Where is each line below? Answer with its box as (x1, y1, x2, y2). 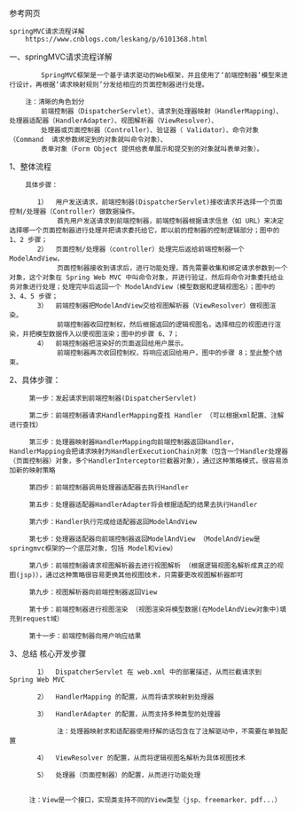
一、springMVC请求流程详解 (9, 51, 113, 62)
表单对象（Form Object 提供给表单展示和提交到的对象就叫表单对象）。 (41, 145, 264, 153)
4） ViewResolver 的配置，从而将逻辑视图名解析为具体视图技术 (36, 754, 246, 762)
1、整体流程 (9, 161, 51, 171)
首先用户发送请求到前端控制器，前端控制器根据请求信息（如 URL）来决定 (56, 216, 285, 225)
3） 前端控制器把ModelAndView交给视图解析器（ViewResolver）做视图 (36, 301, 270, 310)
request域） (21, 614, 64, 623)
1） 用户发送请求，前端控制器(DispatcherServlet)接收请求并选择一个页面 (36, 198, 283, 207)
